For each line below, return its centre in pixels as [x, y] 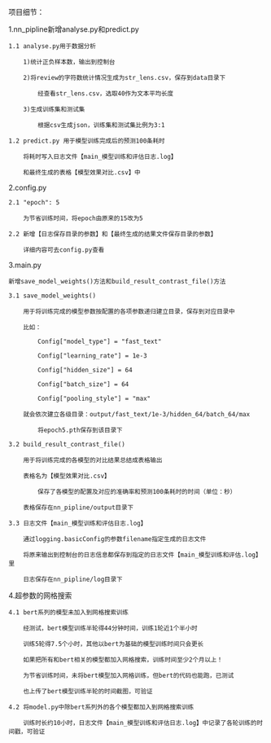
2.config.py [28, 187]
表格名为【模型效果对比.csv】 [67, 476]
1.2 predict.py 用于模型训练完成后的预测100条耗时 [87, 141]
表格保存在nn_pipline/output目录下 [79, 508]
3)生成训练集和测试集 [54, 109]
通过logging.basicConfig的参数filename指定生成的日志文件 [115, 539]
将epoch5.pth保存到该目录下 [80, 430]
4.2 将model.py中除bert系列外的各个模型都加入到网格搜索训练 [101, 707]
